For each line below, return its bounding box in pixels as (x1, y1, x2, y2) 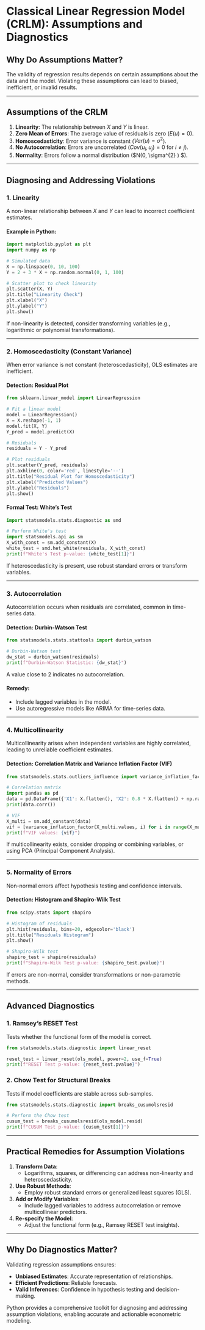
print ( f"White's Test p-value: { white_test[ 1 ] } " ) (6, 551, 135, 557)
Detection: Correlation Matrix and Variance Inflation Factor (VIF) (6, 760, 173, 767)
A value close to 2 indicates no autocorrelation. (6, 670, 125, 678)
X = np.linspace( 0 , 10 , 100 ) (6, 264, 81, 270)
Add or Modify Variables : (15, 1195, 81, 1202)
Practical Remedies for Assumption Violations (6, 1146, 185, 1157)
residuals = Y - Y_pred (6, 446, 67, 452)
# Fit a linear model (6, 406, 62, 413)
